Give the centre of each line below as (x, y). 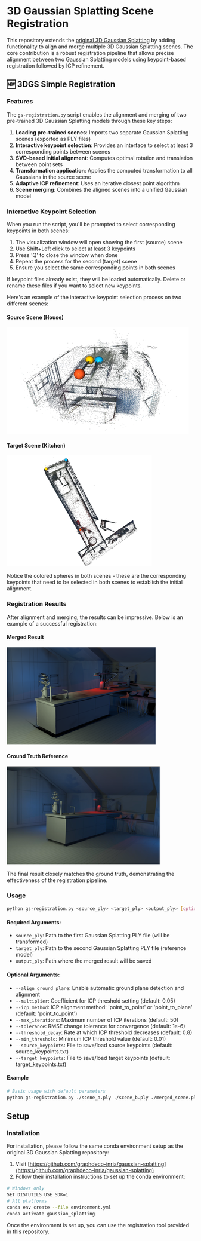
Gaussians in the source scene (53, 177)
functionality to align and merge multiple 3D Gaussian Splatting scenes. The (100, 47)
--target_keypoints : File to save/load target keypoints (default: (93, 1058)
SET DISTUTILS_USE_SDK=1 (38, 1195)
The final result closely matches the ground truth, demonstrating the (91, 874)
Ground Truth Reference (38, 756)
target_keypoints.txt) (41, 1064)
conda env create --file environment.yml (59, 1207)
